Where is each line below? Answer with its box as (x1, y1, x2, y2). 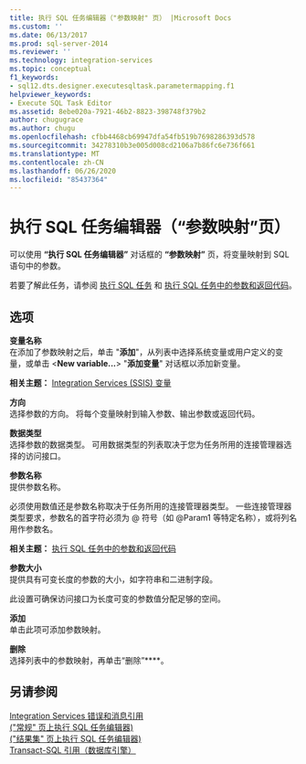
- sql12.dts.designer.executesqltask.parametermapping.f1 (9, 81, 235, 90)
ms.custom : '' (9, 22, 64, 31)
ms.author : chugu (9, 124, 76, 133)
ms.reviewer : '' (9, 48, 71, 57)
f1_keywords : (9, 73, 59, 82)
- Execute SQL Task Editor (9, 98, 112, 108)
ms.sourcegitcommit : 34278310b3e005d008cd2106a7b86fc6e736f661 (9, 141, 256, 150)
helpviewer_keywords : (9, 90, 92, 99)
